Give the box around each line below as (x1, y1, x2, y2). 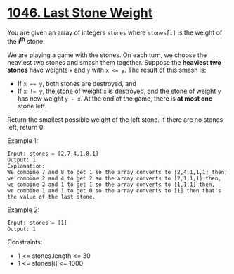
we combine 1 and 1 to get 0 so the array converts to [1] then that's (7, 187, 221, 194)
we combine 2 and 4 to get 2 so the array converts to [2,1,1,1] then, (7, 175, 221, 182)
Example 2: (7, 206, 40, 214)
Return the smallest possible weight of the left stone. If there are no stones (7, 115, 223, 124)
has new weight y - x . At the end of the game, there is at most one (17, 94, 213, 103)
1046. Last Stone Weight (7, 5, 153, 21)
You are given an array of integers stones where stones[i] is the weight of (7, 28, 223, 37)
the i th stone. (7, 35, 45, 45)
